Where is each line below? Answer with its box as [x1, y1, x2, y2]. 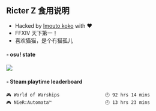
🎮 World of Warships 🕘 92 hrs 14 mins [6, 92, 150, 98]
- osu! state [6, 51, 36, 59]
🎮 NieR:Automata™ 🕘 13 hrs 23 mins [6, 100, 150, 106]
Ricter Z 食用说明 [6, 5, 70, 16]
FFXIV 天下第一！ [14, 29, 58, 36]
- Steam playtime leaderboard [6, 78, 83, 85]
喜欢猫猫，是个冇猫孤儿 [14, 37, 73, 44]
